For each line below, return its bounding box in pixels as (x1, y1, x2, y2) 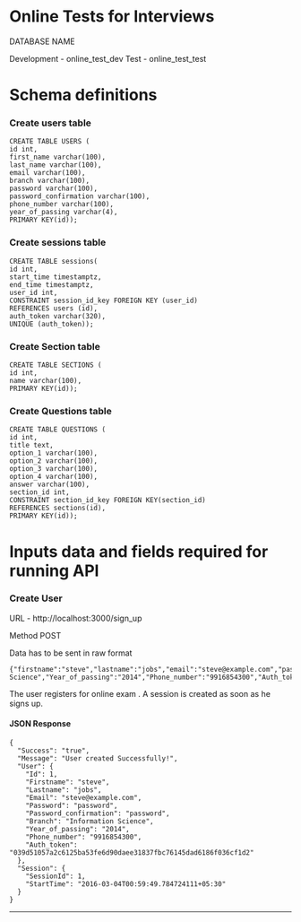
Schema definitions (9, 85, 158, 105)
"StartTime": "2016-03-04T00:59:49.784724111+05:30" (25, 880, 227, 889)
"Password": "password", (25, 801, 118, 810)
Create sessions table (9, 236, 107, 248)
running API (9, 561, 99, 580)
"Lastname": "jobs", (25, 786, 102, 795)
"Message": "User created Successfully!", (17, 754, 178, 763)
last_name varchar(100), (9, 161, 102, 170)
